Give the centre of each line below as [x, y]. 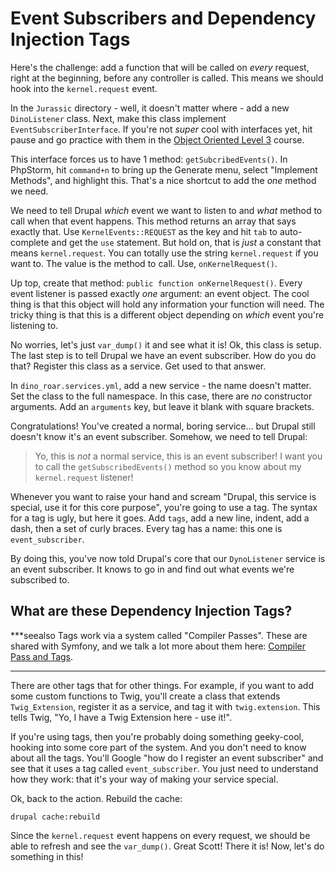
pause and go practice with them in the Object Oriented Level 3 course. [157, 139]
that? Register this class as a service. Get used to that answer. [138, 366]
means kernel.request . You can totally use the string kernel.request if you [164, 253]
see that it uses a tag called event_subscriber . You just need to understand [164, 768]
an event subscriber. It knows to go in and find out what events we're [152, 569]
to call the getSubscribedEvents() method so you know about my [168, 466]
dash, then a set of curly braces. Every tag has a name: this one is [146, 528]
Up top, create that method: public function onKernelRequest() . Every [156, 283]
